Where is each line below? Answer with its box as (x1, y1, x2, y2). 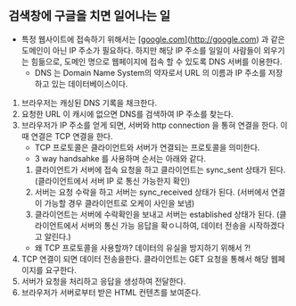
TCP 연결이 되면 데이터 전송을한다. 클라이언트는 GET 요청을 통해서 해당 (21, 253, 269, 264)
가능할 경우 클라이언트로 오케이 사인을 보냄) (44, 197, 195, 208)
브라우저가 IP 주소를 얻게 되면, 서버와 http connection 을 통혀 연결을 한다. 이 (21, 120, 288, 130)
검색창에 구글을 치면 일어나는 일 (8, 8, 171, 24)
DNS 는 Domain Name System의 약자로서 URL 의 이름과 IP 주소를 (34, 67, 267, 78)
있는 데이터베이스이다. (51, 79, 128, 89)
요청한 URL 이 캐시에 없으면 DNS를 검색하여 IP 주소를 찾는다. (21, 108, 234, 119)
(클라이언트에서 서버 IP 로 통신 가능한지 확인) (34, 175, 191, 186)
